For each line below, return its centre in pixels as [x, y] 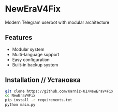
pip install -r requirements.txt [39, 100]
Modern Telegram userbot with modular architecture [57, 22]
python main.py [20, 105]
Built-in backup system [35, 64]
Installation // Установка [43, 80]
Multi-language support [36, 54]
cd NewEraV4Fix [20, 96]
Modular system [28, 49]
